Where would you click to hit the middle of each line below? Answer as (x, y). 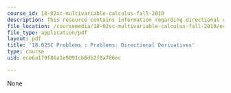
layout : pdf (24, 39)
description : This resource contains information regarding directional (113, 20)
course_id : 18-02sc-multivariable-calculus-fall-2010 (86, 13)
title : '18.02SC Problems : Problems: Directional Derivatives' (101, 45)
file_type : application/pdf (47, 32)
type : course (26, 52)
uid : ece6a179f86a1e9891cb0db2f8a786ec (64, 58)
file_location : (29, 26)
